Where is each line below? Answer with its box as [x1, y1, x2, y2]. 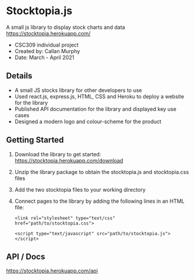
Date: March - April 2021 [14, 54, 75, 61]
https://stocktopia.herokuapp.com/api [6, 267, 98, 275]
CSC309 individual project [14, 41, 79, 48]
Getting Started [6, 135, 64, 145]
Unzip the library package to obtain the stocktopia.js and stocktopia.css [14, 168, 189, 175]
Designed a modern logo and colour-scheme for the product [14, 118, 162, 125]
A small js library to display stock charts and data [6, 24, 125, 31]
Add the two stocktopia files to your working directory [14, 186, 146, 193]
